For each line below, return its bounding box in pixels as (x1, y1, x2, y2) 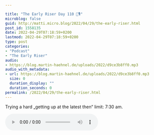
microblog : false (5, 16, 41, 21)
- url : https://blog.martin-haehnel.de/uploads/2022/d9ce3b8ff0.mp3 (5, 71, 150, 77)
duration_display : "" (9, 81, 54, 86)
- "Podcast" (5, 48, 30, 54)
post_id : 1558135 (5, 25, 41, 30)
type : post (5, 39, 28, 45)
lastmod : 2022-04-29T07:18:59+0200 (5, 35, 79, 40)
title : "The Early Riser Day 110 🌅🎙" (5, 11, 83, 16)
